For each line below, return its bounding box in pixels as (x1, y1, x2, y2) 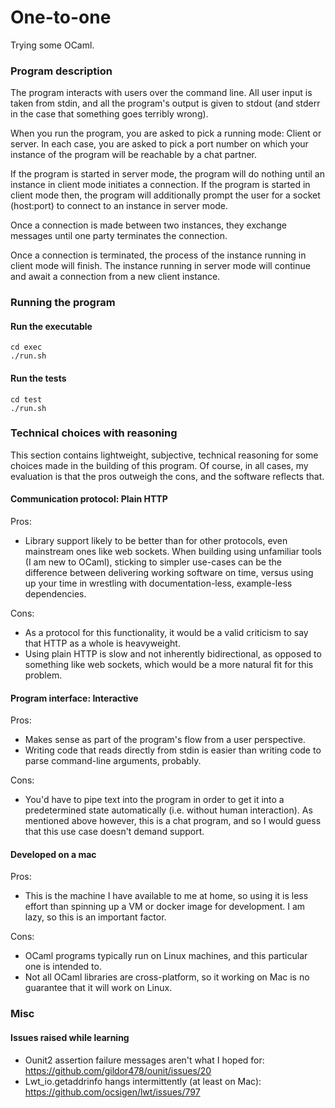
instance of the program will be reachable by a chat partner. (10, 149, 258, 161)
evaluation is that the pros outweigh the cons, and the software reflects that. (10, 470, 325, 482)
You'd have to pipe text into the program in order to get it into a (24, 794, 285, 806)
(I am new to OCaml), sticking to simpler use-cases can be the (24, 556, 282, 568)
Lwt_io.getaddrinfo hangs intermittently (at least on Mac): (24, 1075, 262, 1087)
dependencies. (24, 588, 87, 600)
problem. (24, 669, 63, 681)
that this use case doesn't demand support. (24, 826, 205, 838)
